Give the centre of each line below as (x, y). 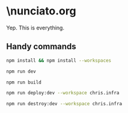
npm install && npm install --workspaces (59, 60)
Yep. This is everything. (35, 28)
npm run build (24, 82)
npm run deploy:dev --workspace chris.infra (63, 93)
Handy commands (41, 47)
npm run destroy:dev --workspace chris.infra (64, 104)
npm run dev (21, 71)
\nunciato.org (41, 11)
